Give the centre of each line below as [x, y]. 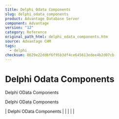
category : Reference [26, 32]
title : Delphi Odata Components [38, 10]
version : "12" [20, 28]
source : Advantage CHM [28, 41]
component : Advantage [27, 23]
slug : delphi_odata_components [37, 14]
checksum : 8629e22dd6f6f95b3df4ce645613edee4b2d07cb [60, 55]
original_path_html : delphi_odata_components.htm [57, 37]
